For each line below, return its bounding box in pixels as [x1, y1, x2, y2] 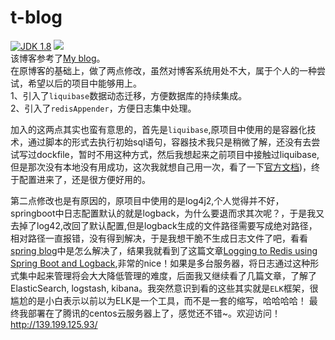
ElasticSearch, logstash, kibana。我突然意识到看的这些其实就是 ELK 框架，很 [10, 282, 319, 294]
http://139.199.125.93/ [10, 318, 98, 330]
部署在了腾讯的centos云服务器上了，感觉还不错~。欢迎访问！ [27, 307, 281, 319]
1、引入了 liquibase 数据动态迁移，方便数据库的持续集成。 [10, 89, 248, 101]
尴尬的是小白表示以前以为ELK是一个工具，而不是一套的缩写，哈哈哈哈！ [10, 294, 307, 306]
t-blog [10, 6, 63, 29]
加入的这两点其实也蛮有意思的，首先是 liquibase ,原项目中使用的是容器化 [10, 123, 308, 135]
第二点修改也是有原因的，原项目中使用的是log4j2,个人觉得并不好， [10, 194, 285, 206]
